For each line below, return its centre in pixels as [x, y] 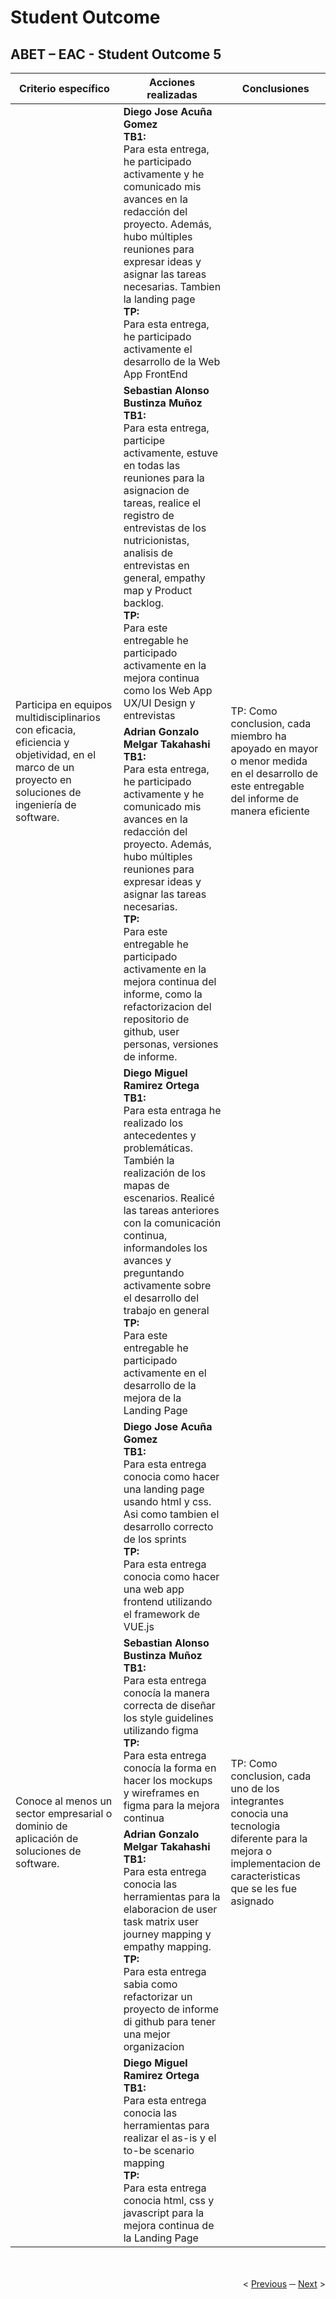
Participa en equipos [64, 704]
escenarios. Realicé [169, 1198]
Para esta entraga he [172, 1110]
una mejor [147, 2034]
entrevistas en [156, 565]
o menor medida [269, 761]
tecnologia [255, 1826]
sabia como [150, 1984]
